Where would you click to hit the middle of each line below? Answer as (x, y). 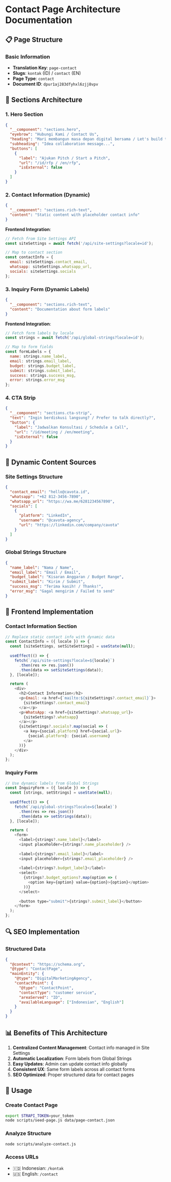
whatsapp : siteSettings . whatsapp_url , (51, 267)
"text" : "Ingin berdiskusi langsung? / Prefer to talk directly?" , (83, 418)
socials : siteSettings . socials (43, 271)
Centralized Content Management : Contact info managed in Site (81, 1048)
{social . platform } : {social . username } (69, 736)
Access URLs (22, 1157)
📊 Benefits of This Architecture (56, 1033)
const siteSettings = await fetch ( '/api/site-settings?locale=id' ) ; (79, 243)
